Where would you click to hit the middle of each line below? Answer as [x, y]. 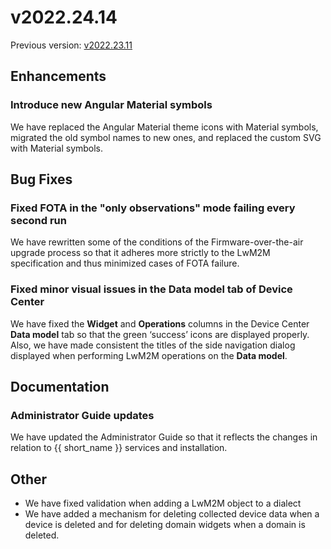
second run [38, 220]
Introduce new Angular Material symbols [111, 105]
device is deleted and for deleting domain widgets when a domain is [165, 525]
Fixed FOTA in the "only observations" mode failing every [153, 208]
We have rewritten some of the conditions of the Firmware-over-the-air [157, 242]
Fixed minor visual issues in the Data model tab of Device [151, 289]
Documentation [60, 387]
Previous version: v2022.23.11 [71, 45]
